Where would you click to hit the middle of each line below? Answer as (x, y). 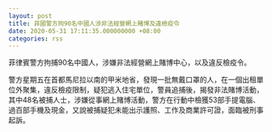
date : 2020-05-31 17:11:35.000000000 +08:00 (85, 31)
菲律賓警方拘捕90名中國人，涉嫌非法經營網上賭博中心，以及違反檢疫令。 (130, 62)
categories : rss (36, 38)
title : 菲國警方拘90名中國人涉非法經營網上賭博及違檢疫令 (94, 23)
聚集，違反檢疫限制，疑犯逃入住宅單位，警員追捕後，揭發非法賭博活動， (143, 90)
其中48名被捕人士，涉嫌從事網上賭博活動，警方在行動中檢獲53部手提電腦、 (134, 100)
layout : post (30, 16)
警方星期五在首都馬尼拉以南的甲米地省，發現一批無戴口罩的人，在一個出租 (132, 80)
